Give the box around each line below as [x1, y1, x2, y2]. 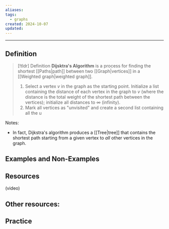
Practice [5, 217, 32, 225]
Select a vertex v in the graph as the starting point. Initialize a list [25, 83, 159, 89]
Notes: [5, 119, 19, 126]
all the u [25, 110, 42, 116]
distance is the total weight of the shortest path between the [25, 94, 150, 100]
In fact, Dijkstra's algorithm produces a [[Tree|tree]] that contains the [12, 129, 156, 135]
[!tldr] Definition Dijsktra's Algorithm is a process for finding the [17, 62, 151, 68]
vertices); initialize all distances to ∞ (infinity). [25, 99, 121, 105]
